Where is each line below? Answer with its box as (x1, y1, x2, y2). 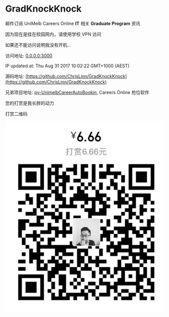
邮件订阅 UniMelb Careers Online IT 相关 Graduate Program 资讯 (5, 20, 141, 26)
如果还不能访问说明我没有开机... (5, 41, 72, 48)
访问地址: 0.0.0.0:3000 (5, 53, 53, 59)
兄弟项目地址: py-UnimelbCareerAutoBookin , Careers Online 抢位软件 (5, 89, 149, 95)
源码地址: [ (5, 73, 28, 79)
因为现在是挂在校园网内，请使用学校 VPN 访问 (5, 31, 102, 37)
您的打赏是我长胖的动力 (5, 100, 54, 106)
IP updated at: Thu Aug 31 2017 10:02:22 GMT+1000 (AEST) (5, 63, 130, 69)
